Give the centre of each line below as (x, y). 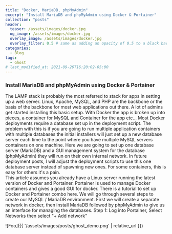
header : (14, 24)
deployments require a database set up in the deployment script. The (78, 123)
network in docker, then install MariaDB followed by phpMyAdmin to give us (85, 205)
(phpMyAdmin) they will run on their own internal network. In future (76, 156)
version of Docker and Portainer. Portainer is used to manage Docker (78, 183)
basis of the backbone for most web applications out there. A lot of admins (84, 107)
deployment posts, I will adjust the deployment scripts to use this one (78, 161)
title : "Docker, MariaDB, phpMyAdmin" (47, 10)
